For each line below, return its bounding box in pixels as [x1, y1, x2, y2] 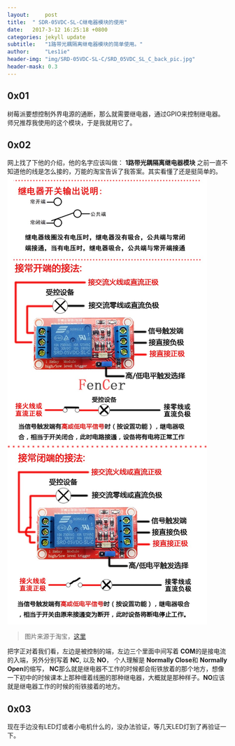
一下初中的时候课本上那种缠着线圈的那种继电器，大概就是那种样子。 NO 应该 [7, 674, 225, 682]
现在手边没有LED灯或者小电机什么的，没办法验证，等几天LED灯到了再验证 [7, 723, 220, 731]
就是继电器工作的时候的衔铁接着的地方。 [7, 682, 124, 691]
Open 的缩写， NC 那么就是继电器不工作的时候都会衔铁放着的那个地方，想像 [7, 665, 225, 673]
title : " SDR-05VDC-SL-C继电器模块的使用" [7, 18, 128, 26]
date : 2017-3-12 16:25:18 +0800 [7, 26, 108, 33]
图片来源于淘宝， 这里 [24, 632, 86, 641]
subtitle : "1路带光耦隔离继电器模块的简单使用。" [7, 41, 143, 48]
